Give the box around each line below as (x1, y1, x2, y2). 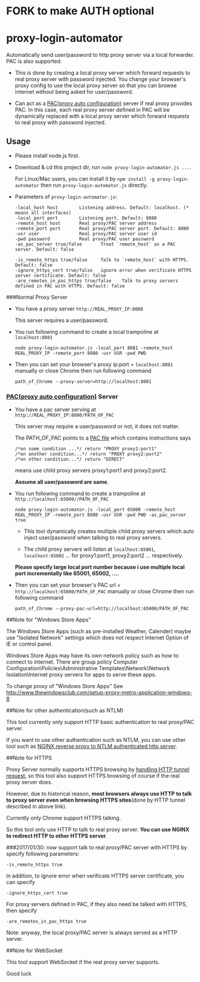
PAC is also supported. (6, 58, 62, 65)
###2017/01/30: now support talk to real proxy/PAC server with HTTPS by (6, 844, 187, 851)
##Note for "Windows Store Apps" (6, 616, 91, 624)
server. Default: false (14, 246, 75, 252)
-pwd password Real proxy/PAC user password (14, 236, 155, 242)
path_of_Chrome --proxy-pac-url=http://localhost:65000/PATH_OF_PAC (14, 606, 189, 612)
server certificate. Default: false (14, 272, 106, 278)
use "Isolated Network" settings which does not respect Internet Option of (6, 634, 189, 642)
